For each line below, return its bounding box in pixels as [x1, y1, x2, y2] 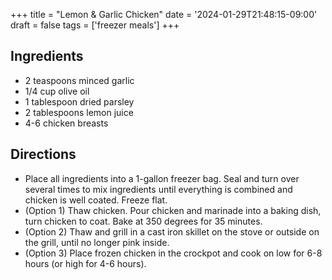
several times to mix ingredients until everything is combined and [24, 183, 293, 195]
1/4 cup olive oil [24, 85, 90, 97]
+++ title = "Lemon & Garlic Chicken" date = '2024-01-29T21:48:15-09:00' [10, 9, 318, 20]
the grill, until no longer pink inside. [24, 236, 170, 248]
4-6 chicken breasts [24, 117, 109, 129]
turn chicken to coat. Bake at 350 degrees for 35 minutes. [24, 215, 263, 227]
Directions [10, 146, 77, 163]
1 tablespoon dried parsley [24, 95, 135, 108]
